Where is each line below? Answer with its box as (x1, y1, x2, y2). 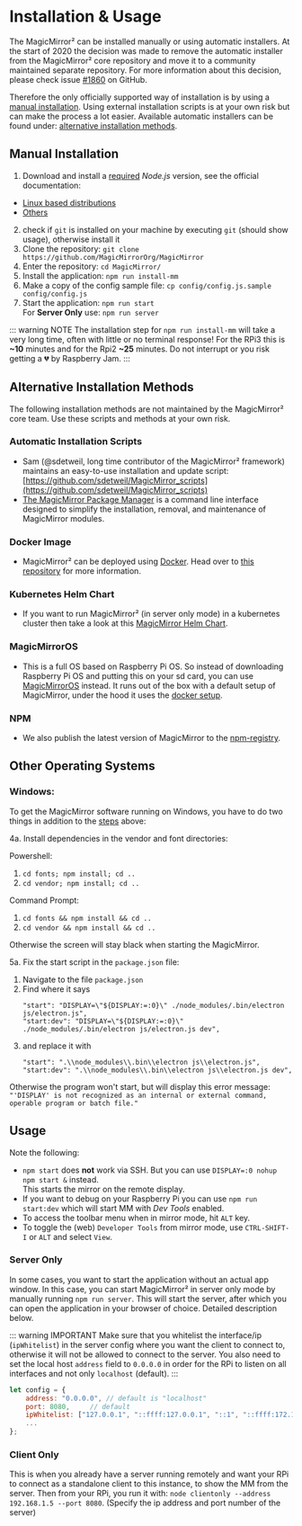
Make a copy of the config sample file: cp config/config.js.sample (22, 280, 272, 290)
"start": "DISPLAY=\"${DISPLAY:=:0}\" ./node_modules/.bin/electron (22, 1001, 285, 1010)
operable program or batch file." (9, 1099, 139, 1108)
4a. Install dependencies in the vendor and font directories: (9, 833, 228, 843)
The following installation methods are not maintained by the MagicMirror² (9, 403, 285, 415)
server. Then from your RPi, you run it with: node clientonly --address (9, 1488, 271, 1499)
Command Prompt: (9, 895, 79, 906)
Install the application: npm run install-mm (22, 270, 179, 281)
